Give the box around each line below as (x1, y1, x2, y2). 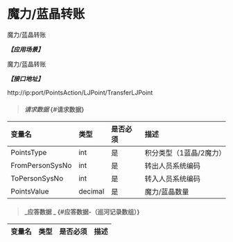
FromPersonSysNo (10, 160, 72, 170)
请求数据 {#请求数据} (24, 105, 85, 113)
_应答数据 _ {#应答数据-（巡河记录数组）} (24, 207, 140, 216)
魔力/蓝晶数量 (144, 187, 189, 197)
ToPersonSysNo (10, 174, 64, 183)
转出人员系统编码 (144, 161, 201, 171)
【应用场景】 (7, 45, 44, 53)
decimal (78, 187, 105, 196)
